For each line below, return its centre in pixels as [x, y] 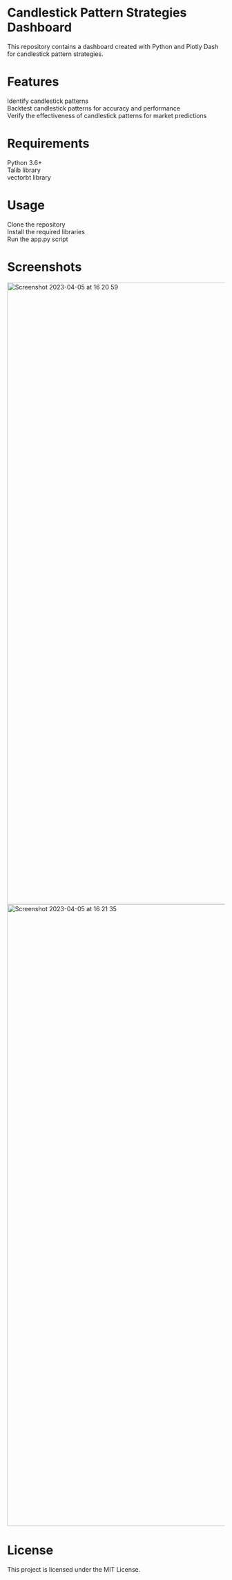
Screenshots [45, 267]
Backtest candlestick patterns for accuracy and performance [94, 108]
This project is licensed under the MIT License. [74, 1569]
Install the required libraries [46, 231]
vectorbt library [29, 177]
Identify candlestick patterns [48, 101]
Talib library [24, 170]
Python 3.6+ [25, 162]
